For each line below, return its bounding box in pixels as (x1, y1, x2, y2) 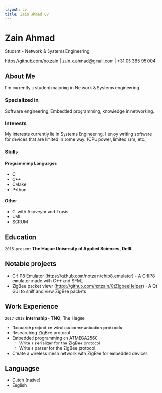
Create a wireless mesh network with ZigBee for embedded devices (12, 350, 148, 356)
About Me (5, 72, 35, 80)
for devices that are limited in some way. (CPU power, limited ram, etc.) (5, 136, 147, 142)
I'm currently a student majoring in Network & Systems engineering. (5, 85, 141, 91)
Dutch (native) (12, 377, 41, 383)
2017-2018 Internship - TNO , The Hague (5, 315, 85, 321)
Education (5, 233, 37, 241)
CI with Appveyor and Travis (12, 209, 69, 214)
